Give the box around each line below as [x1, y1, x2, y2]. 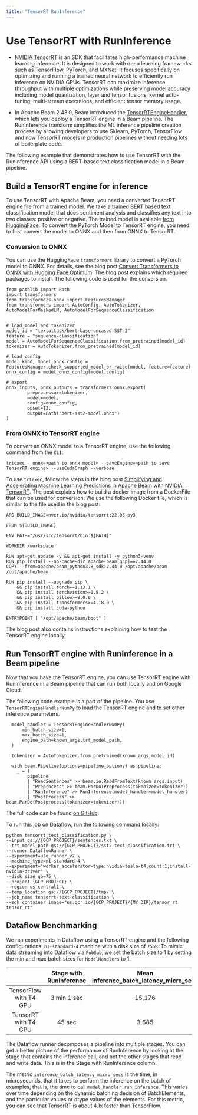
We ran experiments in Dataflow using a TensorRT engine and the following [6, 936, 189, 943]
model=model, [27, 394, 60, 401]
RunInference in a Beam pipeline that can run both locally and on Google [6, 680, 182, 687]
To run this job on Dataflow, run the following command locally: [6, 821, 159, 828]
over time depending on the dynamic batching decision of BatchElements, [6, 1089, 186, 1097]
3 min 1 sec [50, 994, 84, 1002]
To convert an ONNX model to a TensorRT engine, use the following [6, 442, 171, 449]
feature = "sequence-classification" [6, 333, 99, 339]
